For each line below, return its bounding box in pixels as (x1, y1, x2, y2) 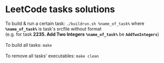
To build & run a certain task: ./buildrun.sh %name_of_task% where (5, 20, 145, 26)
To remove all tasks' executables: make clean (5, 52, 99, 59)
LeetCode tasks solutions (5, 4, 115, 15)
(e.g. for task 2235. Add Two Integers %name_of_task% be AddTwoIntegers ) (5, 31, 159, 37)
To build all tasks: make (5, 42, 52, 48)
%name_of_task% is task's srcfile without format (5, 25, 102, 31)
